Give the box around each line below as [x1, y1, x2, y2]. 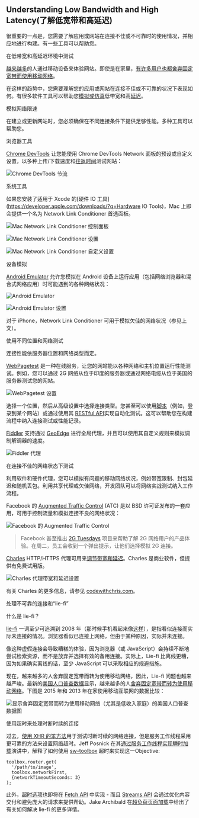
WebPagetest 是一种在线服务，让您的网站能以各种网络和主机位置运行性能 [6, 362, 185, 369]
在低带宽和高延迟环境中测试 [6, 52, 74, 59]
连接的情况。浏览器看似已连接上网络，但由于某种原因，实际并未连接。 [16, 632, 188, 639]
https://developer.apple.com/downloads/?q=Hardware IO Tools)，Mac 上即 [8, 203, 192, 210]
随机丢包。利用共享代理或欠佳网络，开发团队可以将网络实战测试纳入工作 [16, 482, 193, 489]
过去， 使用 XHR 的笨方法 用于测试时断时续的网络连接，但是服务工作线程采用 [6, 732, 191, 739]
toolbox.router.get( [6, 759, 57, 765]
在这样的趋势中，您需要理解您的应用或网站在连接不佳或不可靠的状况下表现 [6, 85, 188, 92]
